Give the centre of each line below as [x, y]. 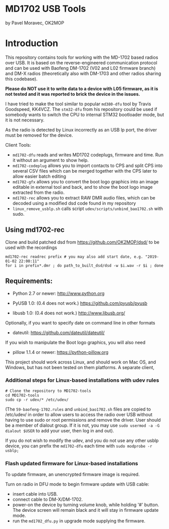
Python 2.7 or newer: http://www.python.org [59, 293]
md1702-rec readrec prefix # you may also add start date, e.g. [74, 257]
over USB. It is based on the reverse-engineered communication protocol [81, 63]
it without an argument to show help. [51, 160]
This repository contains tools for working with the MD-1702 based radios [82, 57]
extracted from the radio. [38, 192]
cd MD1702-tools [22, 395]
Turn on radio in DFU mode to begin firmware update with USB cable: [77, 484]
